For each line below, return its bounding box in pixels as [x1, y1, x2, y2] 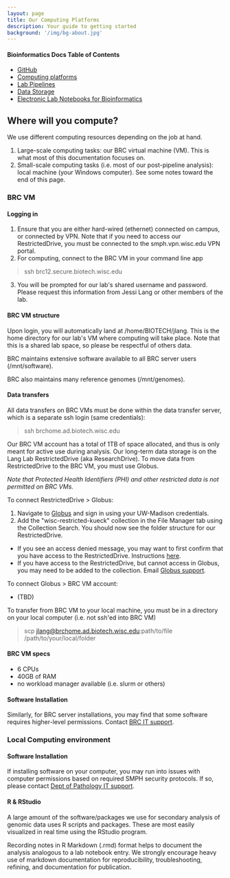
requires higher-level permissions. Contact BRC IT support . [7, 718, 174, 726]
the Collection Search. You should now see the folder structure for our [16, 524, 216, 532]
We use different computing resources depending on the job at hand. [7, 133, 203, 142]
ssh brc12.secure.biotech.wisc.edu [23, 267, 122, 275]
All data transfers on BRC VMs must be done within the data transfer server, [7, 406, 222, 414]
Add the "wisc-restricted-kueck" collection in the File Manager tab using [16, 516, 223, 524]
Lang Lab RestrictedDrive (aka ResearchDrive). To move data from [7, 454, 195, 462]
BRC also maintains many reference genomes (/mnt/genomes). [7, 375, 185, 383]
